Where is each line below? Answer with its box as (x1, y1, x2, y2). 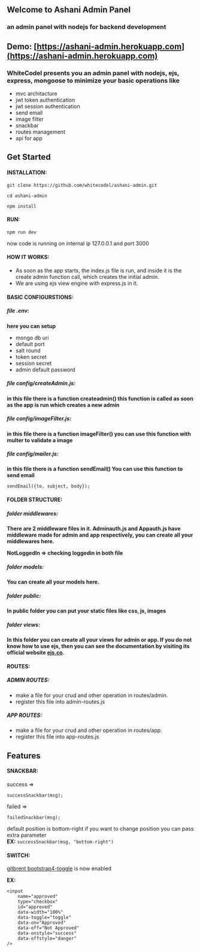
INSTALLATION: (7, 168, 47, 176)
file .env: (7, 307, 29, 314)
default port (15, 340, 45, 347)
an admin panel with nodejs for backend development (7, 23, 166, 31)
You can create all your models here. (7, 578, 100, 585)
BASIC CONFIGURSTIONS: (7, 293, 74, 301)
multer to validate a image (7, 436, 73, 444)
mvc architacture (15, 90, 57, 97)
